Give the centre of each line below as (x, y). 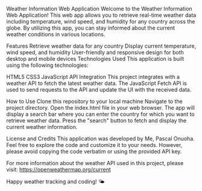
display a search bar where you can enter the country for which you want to (100, 114)
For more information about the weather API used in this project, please (95, 163)
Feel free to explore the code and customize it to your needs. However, (94, 145)
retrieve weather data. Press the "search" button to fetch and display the (96, 121)
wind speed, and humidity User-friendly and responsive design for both (95, 52)
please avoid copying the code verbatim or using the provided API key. (94, 151)
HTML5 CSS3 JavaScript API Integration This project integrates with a (93, 77)
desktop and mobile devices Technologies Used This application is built (95, 59)
